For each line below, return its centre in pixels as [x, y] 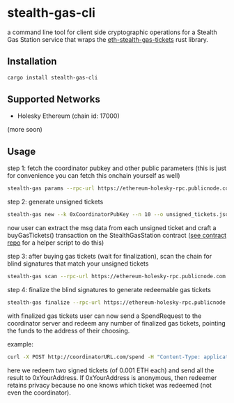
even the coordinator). [39, 393]
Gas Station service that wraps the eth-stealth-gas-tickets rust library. [108, 39]
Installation [32, 62]
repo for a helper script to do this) [56, 243]
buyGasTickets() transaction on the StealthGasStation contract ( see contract [117, 235]
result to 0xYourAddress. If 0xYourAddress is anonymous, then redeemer [112, 377]
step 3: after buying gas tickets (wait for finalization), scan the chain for [110, 256]
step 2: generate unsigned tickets [55, 202]
